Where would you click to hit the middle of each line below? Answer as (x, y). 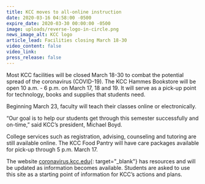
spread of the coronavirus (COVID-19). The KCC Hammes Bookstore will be (101, 81)
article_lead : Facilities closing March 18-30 (67, 40)
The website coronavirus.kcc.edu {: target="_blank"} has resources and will (101, 161)
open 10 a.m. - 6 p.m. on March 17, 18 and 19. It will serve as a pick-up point (102, 88)
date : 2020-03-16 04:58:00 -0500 (49, 18)
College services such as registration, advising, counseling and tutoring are (102, 136)
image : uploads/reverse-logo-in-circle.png (63, 29)
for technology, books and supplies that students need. (76, 94)
